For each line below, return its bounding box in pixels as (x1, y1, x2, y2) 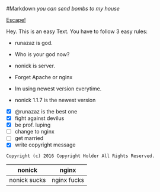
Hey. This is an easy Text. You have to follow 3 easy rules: (6, 28, 148, 35)
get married (14, 135, 44, 142)
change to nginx (14, 128, 55, 135)
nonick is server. (14, 62, 55, 69)
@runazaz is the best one (14, 108, 78, 115)
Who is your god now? (14, 51, 70, 58)
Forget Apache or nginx (14, 74, 73, 80)
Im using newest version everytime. (14, 85, 102, 92)
